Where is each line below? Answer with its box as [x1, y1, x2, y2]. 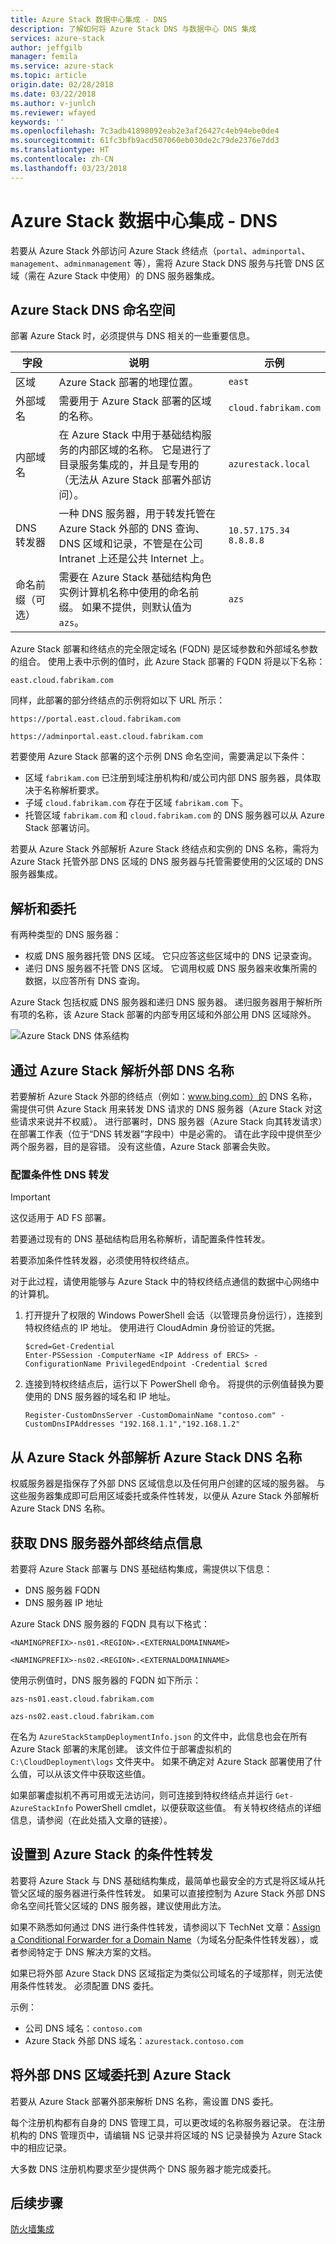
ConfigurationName [24, 1359, 102, 1370]
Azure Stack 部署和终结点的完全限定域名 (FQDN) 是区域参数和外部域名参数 [10, 643, 318, 655]
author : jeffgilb [10, 42, 83, 53]
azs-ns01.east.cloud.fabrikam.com [10, 1694, 155, 1704]
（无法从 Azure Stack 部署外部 [58, 473, 202, 487]
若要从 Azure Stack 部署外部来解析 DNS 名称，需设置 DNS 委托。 [10, 2095, 279, 2107]
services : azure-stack [10, 33, 105, 43]
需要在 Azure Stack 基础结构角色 [58, 571, 212, 585]
